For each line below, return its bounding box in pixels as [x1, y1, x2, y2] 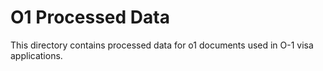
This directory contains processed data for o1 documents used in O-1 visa [10, 39, 314, 51]
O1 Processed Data [10, 6, 170, 29]
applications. [10, 49, 63, 61]
